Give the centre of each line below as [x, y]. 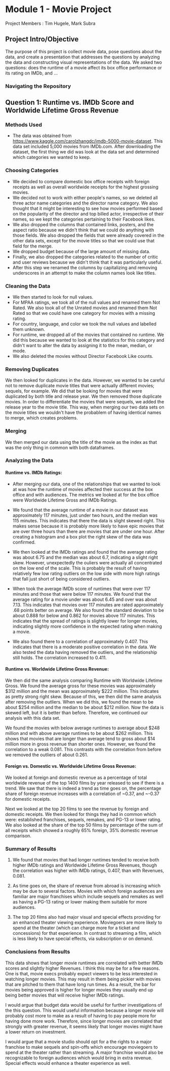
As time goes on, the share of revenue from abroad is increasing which [87, 886]
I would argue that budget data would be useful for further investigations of [84, 1005]
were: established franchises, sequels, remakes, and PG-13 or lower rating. [83, 820]
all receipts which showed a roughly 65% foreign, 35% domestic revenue [82, 831]
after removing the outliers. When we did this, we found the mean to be [79, 702]
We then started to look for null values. [53, 297]
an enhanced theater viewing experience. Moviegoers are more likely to [87, 923]
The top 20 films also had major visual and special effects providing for [87, 917]
